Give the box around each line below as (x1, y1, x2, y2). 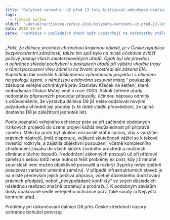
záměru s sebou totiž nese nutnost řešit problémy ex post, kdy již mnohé (5, 156, 157, 162)
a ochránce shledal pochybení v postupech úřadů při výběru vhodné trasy (5, 61, 161, 67)
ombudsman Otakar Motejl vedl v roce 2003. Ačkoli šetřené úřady (5, 88, 143, 93)
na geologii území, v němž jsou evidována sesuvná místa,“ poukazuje (5, 77, 151, 83)
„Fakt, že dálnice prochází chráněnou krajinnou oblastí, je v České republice (5, 45, 165, 50)
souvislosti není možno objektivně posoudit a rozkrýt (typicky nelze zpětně (5, 162, 162, 168)
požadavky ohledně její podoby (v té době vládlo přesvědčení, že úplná (5, 104, 154, 109)
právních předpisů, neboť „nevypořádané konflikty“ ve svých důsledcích (5, 178, 156, 184)
